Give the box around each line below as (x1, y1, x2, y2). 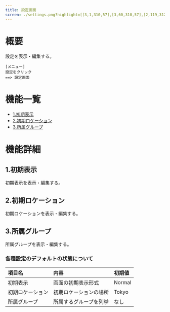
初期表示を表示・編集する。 (5, 180, 63, 186)
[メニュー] (5, 64, 25, 70)
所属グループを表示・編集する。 (5, 241, 72, 247)
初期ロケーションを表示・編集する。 (5, 211, 81, 217)
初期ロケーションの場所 (53, 289, 109, 296)
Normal (113, 279, 132, 286)
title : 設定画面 (5, 7, 36, 13)
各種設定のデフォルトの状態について (5, 255, 94, 262)
